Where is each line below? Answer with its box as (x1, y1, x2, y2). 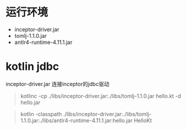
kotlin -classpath (20, 110, 63, 117)
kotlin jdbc (5, 60, 60, 73)
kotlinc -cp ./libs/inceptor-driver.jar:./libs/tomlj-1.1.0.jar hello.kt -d (20, 92, 182, 99)
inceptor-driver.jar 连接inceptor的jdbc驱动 (5, 80, 109, 87)
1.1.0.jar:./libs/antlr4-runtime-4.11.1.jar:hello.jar (20, 117, 133, 124)
